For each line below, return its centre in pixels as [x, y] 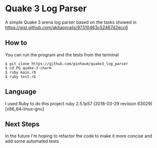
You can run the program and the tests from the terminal [62, 55]
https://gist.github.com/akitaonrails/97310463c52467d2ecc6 [67, 27]
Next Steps [22, 124]
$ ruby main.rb [21, 72]
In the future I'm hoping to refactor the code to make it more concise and [79, 136]
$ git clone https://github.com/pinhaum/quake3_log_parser [67, 64]
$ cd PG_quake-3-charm [28, 68]
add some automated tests [32, 141]
